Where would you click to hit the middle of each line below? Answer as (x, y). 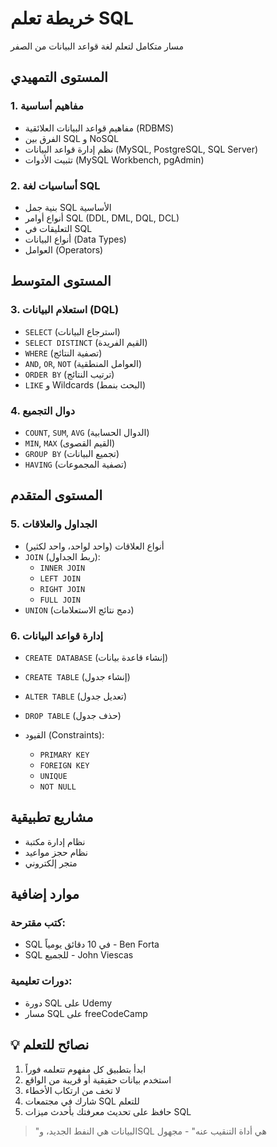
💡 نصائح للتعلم (50, 1045)
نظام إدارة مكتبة (55, 841)
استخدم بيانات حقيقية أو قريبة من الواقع (98, 1079)
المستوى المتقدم (56, 495)
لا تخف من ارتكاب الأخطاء (72, 1090)
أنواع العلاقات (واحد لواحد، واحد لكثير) (94, 546)
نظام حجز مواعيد (56, 852)
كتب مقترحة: (38, 923)
